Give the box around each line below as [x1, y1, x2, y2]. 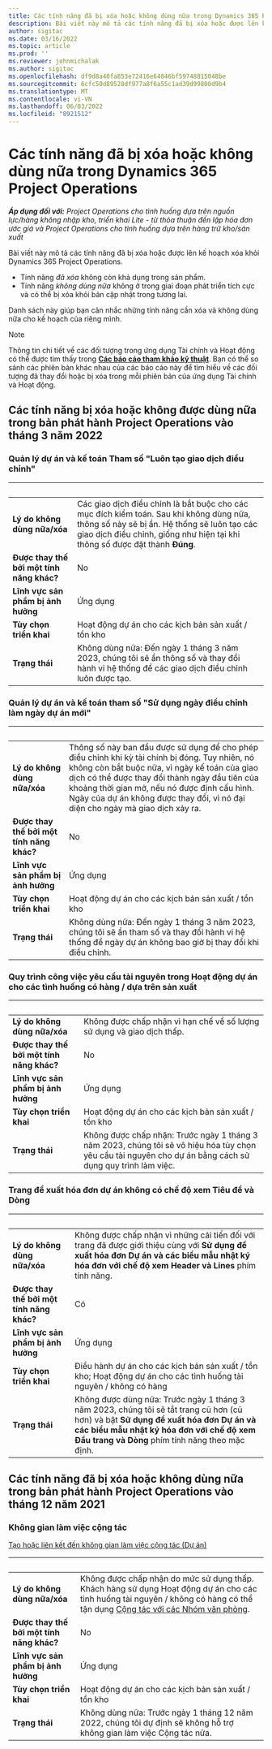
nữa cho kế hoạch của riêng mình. [8, 313, 122, 323]
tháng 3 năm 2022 [8, 429, 104, 443]
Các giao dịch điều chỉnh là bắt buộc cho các [76, 498, 249, 509]
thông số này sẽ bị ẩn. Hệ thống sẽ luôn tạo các [76, 518, 258, 529]
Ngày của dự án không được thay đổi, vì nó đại [68, 792, 245, 804]
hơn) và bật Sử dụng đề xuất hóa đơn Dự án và [74, 1414, 257, 1425]
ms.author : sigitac [8, 65, 74, 73]
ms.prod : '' [8, 50, 49, 58]
